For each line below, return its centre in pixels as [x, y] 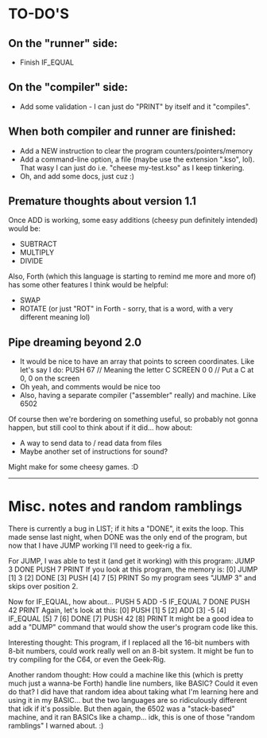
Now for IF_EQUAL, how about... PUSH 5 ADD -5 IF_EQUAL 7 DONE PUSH [129, 602]
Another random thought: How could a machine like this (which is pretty [126, 675]
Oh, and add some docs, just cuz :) [77, 176]
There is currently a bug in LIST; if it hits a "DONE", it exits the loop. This [126, 529]
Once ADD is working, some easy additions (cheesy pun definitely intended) [133, 221]
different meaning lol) [55, 317]
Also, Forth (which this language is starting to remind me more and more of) [132, 276]
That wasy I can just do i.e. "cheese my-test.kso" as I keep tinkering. [132, 167]
